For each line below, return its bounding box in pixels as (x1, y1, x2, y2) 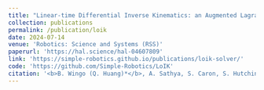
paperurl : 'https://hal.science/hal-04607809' (8, 48, 163, 56)
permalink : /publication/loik (8, 26, 108, 34)
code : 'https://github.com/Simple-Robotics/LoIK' (8, 63, 174, 70)
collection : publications (8, 19, 93, 27)
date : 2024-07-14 (8, 33, 65, 41)
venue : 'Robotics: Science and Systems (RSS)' (8, 41, 163, 49)
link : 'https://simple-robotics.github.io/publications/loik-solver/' (8, 56, 244, 63)
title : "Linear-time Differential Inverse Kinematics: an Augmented (8, 11, 237, 20)
